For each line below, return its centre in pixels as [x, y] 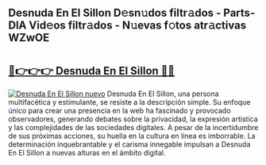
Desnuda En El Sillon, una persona [163, 94]
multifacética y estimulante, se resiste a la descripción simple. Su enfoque [129, 102]
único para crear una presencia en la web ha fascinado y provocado [120, 111]
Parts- [239, 13]
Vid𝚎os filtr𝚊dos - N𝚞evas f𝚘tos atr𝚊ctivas [138, 26]
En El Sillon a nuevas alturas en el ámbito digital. [87, 153]
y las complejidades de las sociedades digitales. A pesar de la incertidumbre [133, 127]
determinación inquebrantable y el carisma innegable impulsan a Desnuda [129, 144]
